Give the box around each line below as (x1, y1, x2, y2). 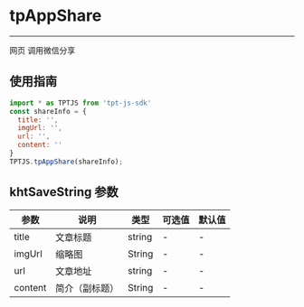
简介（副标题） (55, 282, 119, 294)
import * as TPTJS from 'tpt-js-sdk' (9, 98, 152, 107)
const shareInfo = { (9, 107, 88, 116)
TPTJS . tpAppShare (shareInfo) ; (9, 157, 124, 166)
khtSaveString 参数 (9, 184, 119, 200)
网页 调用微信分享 (9, 44, 75, 55)
